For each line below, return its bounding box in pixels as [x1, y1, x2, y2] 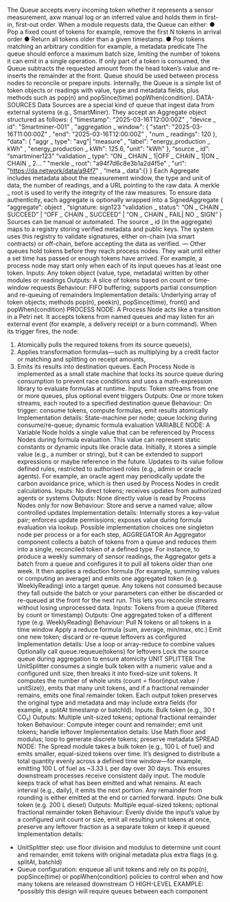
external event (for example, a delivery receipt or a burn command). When [7, 320, 218, 328]
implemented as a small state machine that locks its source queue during [16, 370, 224, 377]
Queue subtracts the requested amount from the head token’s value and [7, 65, 211, 72]
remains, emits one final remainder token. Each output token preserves [16, 691, 218, 699]
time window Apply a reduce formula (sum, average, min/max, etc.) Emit [16, 626, 222, 633]
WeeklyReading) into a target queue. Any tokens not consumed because [16, 582, 222, 590]
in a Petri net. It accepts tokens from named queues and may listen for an [7, 313, 215, 320]
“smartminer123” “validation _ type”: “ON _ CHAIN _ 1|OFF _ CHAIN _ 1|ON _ [7, 152, 220, 160]
